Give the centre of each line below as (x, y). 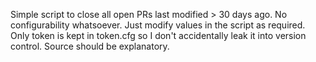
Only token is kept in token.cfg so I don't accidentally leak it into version (158, 35)
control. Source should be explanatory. (90, 46)
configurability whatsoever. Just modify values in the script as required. (158, 25)
